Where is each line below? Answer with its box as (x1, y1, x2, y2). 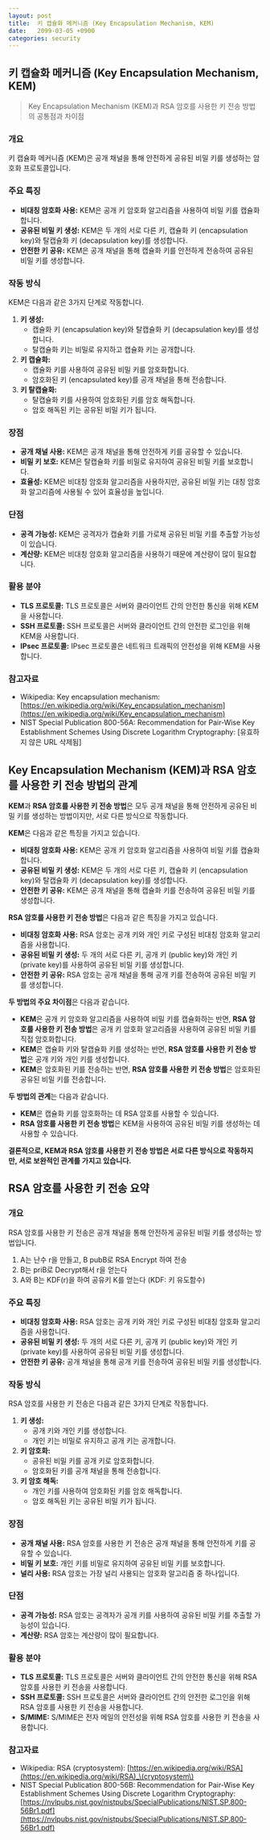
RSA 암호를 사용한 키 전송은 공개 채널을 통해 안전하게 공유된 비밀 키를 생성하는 (8, 1227, 254, 1237)
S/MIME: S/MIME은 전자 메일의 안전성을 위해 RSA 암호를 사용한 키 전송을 (19, 1712, 252, 1722)
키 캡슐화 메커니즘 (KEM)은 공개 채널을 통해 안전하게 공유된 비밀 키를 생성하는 (8, 154, 252, 163)
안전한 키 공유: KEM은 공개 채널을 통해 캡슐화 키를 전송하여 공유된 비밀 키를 (19, 885, 256, 895)
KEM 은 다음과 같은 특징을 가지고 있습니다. (8, 828, 141, 837)
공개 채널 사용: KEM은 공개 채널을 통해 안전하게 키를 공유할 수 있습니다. (19, 447, 243, 457)
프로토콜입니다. (22, 163, 71, 173)
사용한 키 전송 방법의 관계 (20, 778, 138, 792)
